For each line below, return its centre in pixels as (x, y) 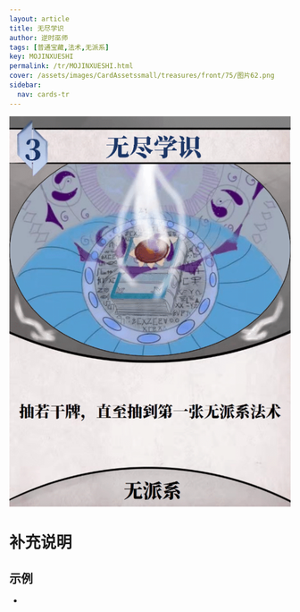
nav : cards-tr (43, 94)
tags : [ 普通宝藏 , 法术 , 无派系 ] (59, 47)
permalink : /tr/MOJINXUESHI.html (71, 66)
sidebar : (25, 85)
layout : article (39, 19)
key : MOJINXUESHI (42, 57)
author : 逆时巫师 (39, 38)
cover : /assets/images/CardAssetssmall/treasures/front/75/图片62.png (142, 76)
